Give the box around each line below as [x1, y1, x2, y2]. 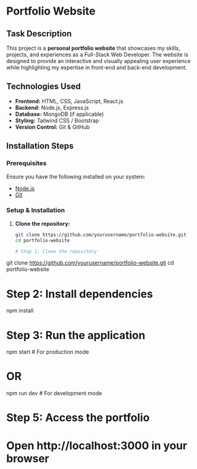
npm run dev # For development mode [6, 390, 102, 397]
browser [6, 451, 50, 465]
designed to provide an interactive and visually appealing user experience [6, 58, 191, 64]
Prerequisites [6, 159, 47, 167]
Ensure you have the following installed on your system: [6, 173, 145, 180]
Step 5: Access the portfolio [6, 411, 150, 425]
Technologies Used [6, 81, 81, 92]
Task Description [6, 29, 72, 39]
